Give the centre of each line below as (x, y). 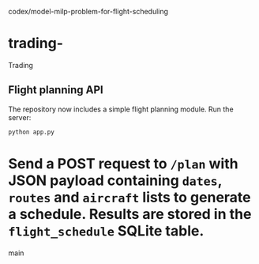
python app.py (32, 132)
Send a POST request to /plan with (123, 163)
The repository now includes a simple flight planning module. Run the (121, 109)
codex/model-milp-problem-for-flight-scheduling (88, 11)
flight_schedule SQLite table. (106, 230)
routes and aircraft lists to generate (129, 197)
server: (20, 117)
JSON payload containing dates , (115, 180)
